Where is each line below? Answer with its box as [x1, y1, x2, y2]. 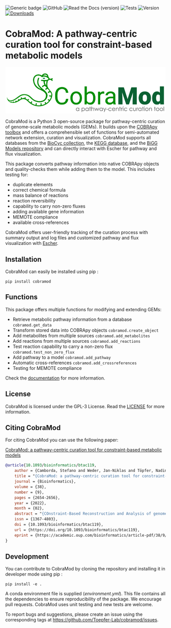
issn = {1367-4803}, [14, 517, 58, 522]
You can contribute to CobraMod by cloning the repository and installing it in [5, 566, 165, 572]
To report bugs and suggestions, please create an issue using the [5, 611, 143, 617]
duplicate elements [12, 182, 53, 188]
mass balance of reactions [12, 192, 69, 198]
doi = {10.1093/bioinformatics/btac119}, [14, 522, 103, 527]
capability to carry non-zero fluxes [12, 203, 85, 209]
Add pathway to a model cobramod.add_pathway [12, 354, 111, 360]
